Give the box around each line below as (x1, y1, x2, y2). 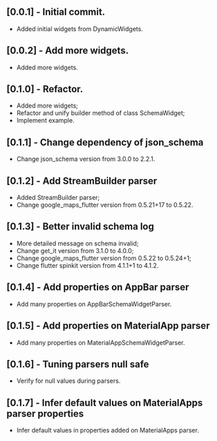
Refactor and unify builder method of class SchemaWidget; (16, 109, 185, 117)
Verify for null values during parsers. (16, 377, 121, 385)
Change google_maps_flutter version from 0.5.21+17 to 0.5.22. (16, 201, 194, 209)
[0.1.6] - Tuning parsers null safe (6, 358, 149, 370)
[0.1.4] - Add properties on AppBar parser (6, 282, 189, 293)
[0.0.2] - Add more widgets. (6, 45, 129, 57)
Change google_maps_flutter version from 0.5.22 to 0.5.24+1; (16, 254, 191, 262)
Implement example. (16, 116, 75, 125)
